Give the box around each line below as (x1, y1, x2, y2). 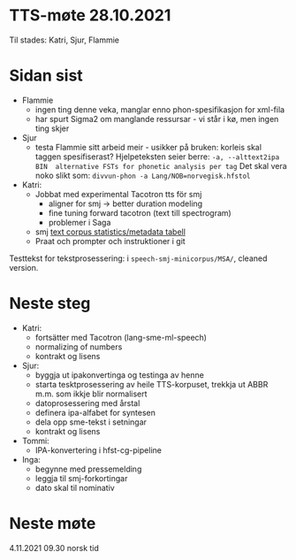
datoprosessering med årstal (34, 397, 140, 408)
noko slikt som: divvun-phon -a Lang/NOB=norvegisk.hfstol (34, 170, 251, 180)
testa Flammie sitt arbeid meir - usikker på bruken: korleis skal (34, 142, 262, 152)
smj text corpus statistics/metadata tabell (34, 226, 186, 237)
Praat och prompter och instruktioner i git (34, 235, 186, 246)
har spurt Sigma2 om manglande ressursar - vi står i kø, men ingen (34, 113, 279, 124)
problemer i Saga (48, 217, 111, 227)
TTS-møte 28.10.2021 (9, 5, 171, 26)
